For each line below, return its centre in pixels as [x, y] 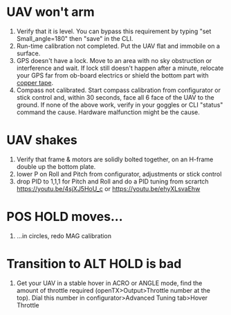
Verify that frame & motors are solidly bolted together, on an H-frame [115, 159]
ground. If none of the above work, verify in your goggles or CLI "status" [120, 105]
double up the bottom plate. [56, 166]
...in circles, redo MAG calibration [64, 235]
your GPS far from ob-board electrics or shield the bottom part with [112, 75]
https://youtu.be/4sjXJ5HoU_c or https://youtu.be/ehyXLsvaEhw [108, 188]
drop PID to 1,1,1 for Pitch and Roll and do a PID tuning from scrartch [112, 181]
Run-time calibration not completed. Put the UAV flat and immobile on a [118, 46]
